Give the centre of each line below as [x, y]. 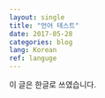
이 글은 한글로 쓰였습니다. [53, 84]
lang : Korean [33, 50]
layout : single [37, 17]
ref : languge [33, 58]
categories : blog [41, 42]
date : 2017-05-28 [41, 34]
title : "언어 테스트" [44, 26]
